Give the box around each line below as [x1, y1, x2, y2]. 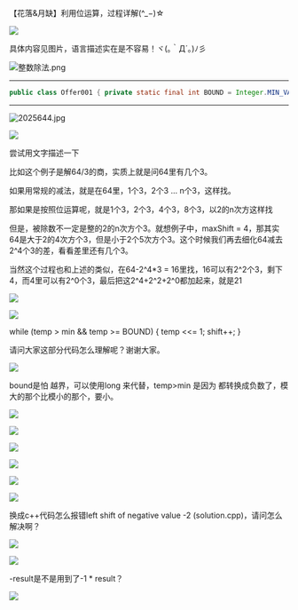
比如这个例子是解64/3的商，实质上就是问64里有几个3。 [9, 166, 213, 177]
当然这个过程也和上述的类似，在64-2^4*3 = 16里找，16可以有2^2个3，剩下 [9, 264, 284, 274]
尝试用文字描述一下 [9, 147, 80, 158]
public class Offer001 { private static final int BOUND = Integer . [9, 88, 268, 97]
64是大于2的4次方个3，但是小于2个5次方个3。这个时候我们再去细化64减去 [9, 234, 284, 244]
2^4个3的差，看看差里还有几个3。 [9, 245, 133, 256]
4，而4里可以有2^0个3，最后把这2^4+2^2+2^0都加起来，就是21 [9, 274, 242, 286]
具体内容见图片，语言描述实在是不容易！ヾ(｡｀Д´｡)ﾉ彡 [9, 44, 207, 53]
